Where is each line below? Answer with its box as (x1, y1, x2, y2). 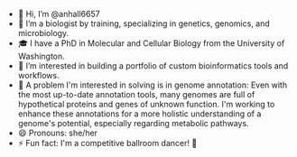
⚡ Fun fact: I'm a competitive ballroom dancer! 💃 (17, 138, 198, 148)
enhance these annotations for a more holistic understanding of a (17, 108, 262, 119)
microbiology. (17, 28, 70, 38)
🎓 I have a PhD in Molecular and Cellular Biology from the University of (17, 38, 285, 49)
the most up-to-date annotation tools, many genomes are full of (17, 89, 255, 99)
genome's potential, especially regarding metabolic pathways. (17, 118, 250, 128)
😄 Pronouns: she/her (17, 127, 97, 138)
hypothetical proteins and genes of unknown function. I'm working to (17, 99, 275, 109)
